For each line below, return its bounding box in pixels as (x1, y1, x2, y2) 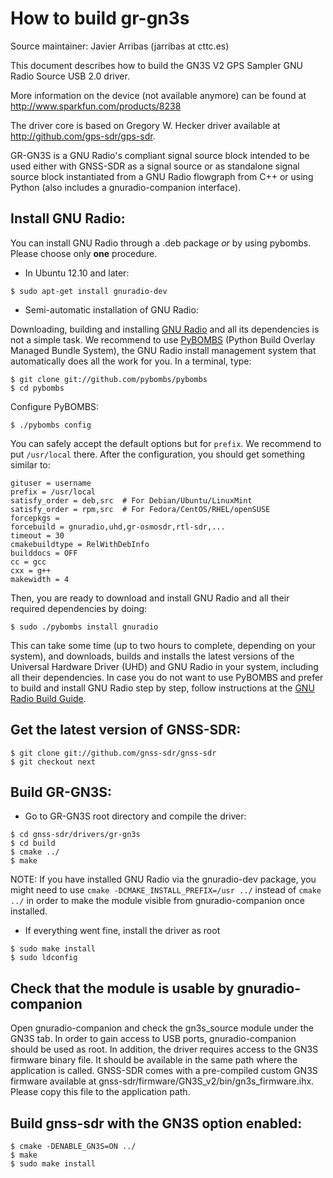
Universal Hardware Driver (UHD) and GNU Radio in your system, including (10, 660, 319, 672)
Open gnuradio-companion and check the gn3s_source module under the (10, 1022, 314, 1034)
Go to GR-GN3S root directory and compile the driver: (24, 810, 247, 822)
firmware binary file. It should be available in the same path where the (10, 1054, 298, 1066)
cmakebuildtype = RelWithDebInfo (10, 539, 150, 549)
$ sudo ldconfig (10, 953, 78, 963)
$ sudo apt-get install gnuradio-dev (10, 286, 168, 296)
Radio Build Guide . (10, 692, 87, 704)
